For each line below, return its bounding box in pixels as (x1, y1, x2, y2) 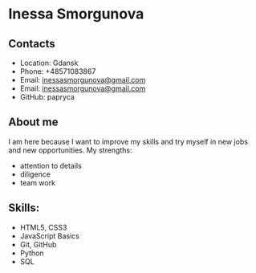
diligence (19, 169, 51, 179)
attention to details (19, 161, 82, 170)
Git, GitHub (19, 239, 57, 249)
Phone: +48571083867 (19, 67, 96, 76)
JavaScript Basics (19, 230, 80, 241)
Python (19, 248, 44, 258)
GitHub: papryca (19, 92, 75, 101)
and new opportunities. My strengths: (8, 145, 132, 155)
